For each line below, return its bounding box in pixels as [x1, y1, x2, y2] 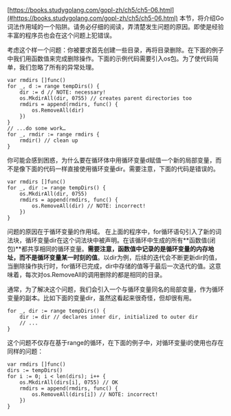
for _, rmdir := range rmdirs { [7, 131, 100, 138]
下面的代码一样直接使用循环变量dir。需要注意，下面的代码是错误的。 [25, 165, 220, 173]
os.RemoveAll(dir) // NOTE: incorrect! [32, 202, 146, 209]
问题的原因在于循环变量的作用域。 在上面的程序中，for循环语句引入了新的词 [7, 227, 222, 236]
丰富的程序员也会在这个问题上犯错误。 [7, 31, 115, 39]
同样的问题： [7, 347, 43, 355]
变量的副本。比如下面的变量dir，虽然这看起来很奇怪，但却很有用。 [7, 294, 196, 302]
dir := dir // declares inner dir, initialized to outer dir [19, 313, 198, 320]
